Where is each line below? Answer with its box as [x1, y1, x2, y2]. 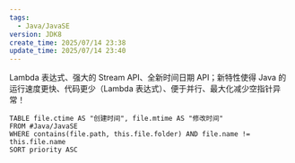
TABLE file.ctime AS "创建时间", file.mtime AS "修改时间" [9, 114, 224, 124]
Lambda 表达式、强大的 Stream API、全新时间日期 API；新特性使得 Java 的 [9, 73, 287, 83]
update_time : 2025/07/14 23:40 [9, 47, 126, 56]
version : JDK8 [9, 30, 63, 39]
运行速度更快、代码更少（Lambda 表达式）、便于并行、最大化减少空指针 [9, 83, 273, 94]
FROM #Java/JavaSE [9, 122, 78, 131]
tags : [9, 13, 30, 22]
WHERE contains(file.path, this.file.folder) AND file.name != [9, 130, 251, 139]
